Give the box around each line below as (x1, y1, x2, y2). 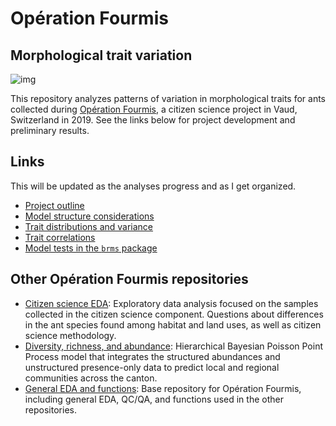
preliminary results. (10, 125, 90, 136)
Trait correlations (24, 231, 96, 243)
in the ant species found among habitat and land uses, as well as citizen (24, 318, 322, 331)
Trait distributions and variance (24, 220, 154, 232)
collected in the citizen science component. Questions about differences (24, 308, 324, 320)
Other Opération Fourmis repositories (10, 271, 249, 288)
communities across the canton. (24, 372, 158, 384)
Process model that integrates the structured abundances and (24, 350, 281, 362)
